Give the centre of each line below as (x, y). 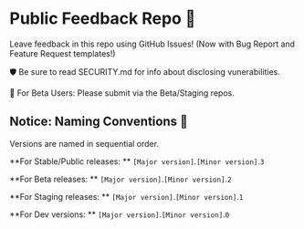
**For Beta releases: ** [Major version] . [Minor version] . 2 (121, 179)
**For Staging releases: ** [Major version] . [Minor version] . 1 (126, 196)
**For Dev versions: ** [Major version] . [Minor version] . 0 (120, 214)
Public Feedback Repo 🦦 (103, 19)
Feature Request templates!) (63, 53)
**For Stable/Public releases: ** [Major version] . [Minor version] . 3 (137, 161)
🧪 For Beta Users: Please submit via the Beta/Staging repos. (122, 93)
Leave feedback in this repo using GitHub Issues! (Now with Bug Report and (152, 44)
